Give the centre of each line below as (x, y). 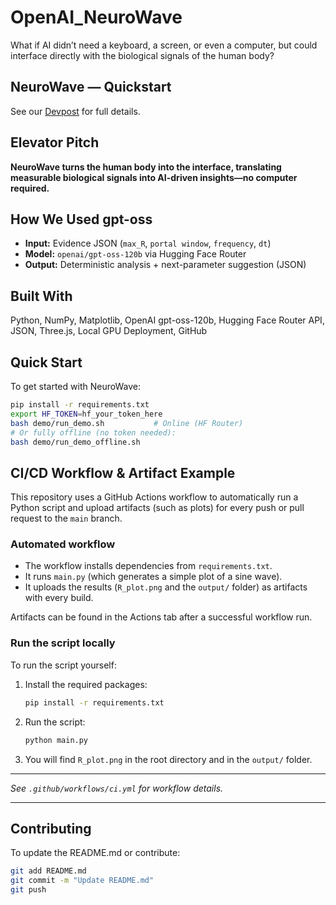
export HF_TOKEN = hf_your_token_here (86, 414)
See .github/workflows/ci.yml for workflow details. (117, 788)
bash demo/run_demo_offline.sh (75, 442)
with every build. (59, 598)
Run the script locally (63, 643)
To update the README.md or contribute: (95, 853)
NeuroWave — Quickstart (91, 87)
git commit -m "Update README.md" (82, 881)
